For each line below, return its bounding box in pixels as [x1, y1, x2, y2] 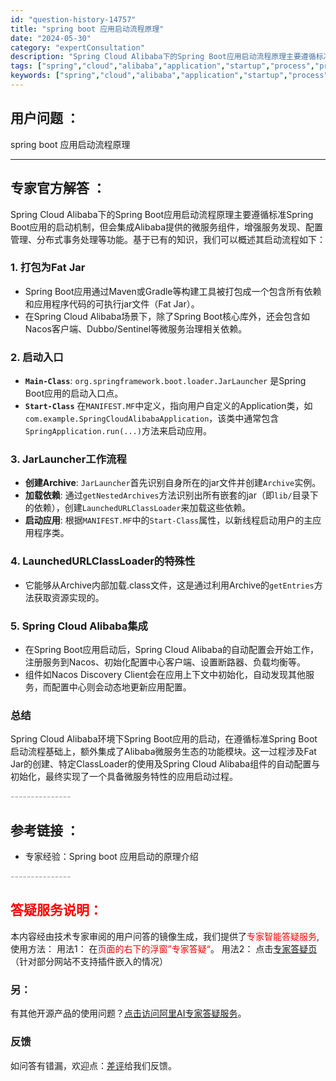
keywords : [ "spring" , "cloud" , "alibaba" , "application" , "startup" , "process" [10, 71, 329, 81]
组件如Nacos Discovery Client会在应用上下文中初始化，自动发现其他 [24, 668, 307, 680]
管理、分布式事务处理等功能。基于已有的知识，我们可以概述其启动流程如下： [10, 233, 326, 245]
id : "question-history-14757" [10, 14, 137, 25]
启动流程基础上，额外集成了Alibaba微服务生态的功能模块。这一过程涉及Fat [10, 746, 317, 758]
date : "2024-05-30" [10, 33, 92, 43]
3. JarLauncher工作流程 [10, 452, 127, 466]
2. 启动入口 [10, 350, 64, 364]
